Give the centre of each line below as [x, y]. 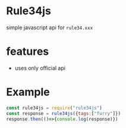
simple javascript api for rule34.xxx [50, 27]
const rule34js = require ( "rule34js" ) [54, 108]
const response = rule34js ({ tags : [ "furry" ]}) [63, 113]
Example [28, 92]
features [28, 51]
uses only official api [40, 68]
